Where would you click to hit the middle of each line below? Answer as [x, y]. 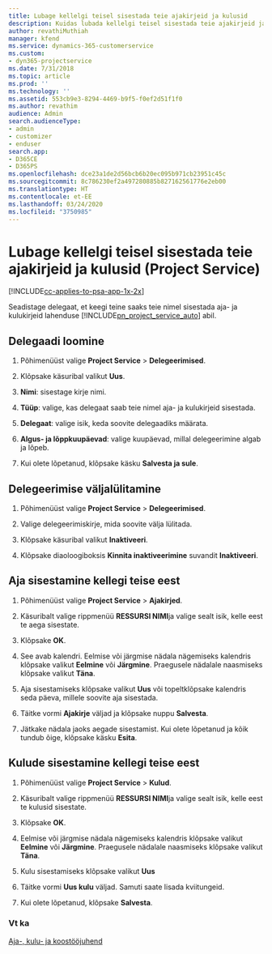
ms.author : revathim [43, 106]
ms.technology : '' [39, 91]
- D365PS [23, 167]
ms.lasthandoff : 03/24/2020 [56, 204]
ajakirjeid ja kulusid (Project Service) [134, 269]
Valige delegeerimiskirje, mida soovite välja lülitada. [106, 524]
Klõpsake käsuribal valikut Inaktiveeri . [84, 539]
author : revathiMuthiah [49, 31]
